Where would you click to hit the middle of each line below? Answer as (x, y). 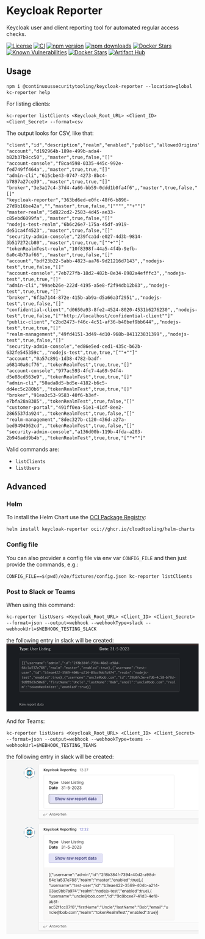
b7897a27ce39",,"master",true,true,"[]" (59, 182)
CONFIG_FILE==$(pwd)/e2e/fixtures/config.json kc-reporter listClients (99, 576)
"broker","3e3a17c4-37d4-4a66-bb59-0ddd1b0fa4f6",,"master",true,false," (102, 188)
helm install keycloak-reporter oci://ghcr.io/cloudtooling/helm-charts (101, 529)
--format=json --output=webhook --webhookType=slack (75, 623)
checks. (16, 34)
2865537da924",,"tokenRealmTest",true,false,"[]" (71, 413)
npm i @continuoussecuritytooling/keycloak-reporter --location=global (99, 86)
